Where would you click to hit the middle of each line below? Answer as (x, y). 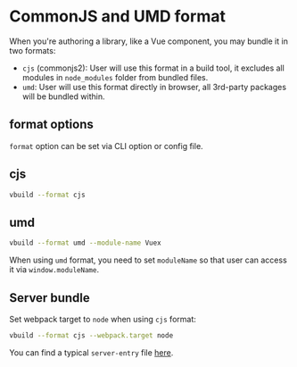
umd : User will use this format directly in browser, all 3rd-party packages (154, 87)
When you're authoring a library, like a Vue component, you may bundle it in (148, 41)
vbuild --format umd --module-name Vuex (86, 243)
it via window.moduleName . (54, 270)
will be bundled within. (63, 96)
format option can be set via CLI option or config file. (106, 146)
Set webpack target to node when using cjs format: (103, 319)
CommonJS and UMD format (117, 17)
